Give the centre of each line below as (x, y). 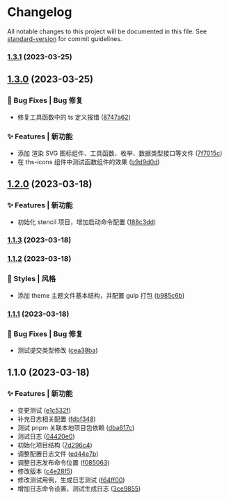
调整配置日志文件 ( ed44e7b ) (58, 454)
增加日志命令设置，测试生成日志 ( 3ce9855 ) (79, 489)
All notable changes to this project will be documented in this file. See (107, 31)
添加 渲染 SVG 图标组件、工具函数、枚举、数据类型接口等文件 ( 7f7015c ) (120, 153)
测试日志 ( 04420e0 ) (46, 436)
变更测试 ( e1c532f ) (44, 410)
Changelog (40, 12)
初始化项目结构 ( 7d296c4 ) (55, 445)
